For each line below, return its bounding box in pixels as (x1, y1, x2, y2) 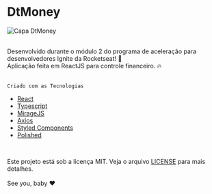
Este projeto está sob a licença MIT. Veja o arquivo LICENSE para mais (7, 157, 206, 165)
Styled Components (16, 124, 74, 132)
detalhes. (7, 165, 34, 173)
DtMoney (7, 4, 61, 20)
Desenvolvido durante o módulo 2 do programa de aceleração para (7, 47, 197, 55)
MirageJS (16, 109, 44, 117)
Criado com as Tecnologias (7, 83, 84, 89)
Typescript (16, 102, 48, 110)
